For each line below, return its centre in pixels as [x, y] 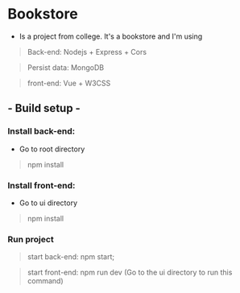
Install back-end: [41, 131]
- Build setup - [44, 108]
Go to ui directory [48, 203]
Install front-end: [41, 185]
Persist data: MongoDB [66, 67]
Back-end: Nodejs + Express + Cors [87, 52]
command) [45, 281]
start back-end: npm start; [70, 257]
